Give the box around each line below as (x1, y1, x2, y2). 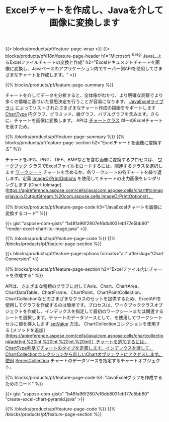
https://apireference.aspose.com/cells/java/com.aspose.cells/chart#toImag (7, 187, 163, 193)
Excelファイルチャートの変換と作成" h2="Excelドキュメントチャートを (9, 59, 156, 65)
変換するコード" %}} (5, 210, 48, 216)
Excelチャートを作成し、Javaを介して (6, 5, 163, 16)
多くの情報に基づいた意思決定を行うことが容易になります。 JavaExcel (5, 98, 151, 104)
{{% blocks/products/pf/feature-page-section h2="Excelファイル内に (5, 266, 149, 272)
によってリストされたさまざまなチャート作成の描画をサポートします (15, 104, 156, 111)
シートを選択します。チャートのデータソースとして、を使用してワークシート (5, 314, 163, 321)
